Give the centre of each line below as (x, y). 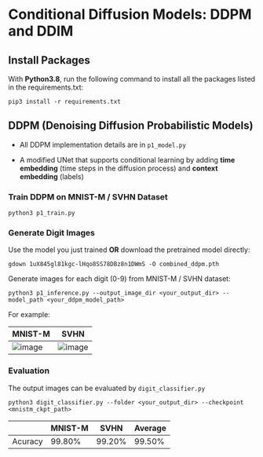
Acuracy (27, 441)
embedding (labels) (52, 176)
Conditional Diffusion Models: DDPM (130, 15)
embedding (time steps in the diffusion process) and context (119, 168)
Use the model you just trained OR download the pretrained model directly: (129, 250)
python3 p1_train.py (42, 214)
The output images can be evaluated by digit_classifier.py (107, 388)
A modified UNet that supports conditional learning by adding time (127, 159)
